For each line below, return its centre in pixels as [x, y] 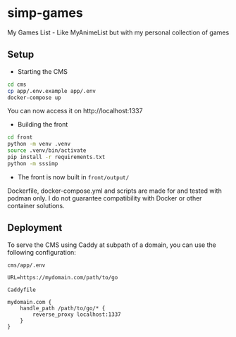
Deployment [35, 228]
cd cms [17, 84]
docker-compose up [34, 97]
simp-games [45, 13]
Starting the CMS [43, 71]
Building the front [43, 125]
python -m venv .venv [39, 144]
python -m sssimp [33, 163]
